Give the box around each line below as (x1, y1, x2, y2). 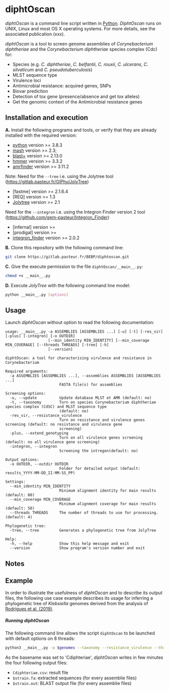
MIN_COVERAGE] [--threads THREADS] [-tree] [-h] (5, 342, 109, 348)
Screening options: (5, 391, 46, 396)
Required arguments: (5, 369, 49, 374)
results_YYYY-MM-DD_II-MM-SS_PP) (5, 470, 75, 475)
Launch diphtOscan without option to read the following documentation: (5, 320, 154, 326)
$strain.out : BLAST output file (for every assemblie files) (12, 680, 132, 686)
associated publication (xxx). (5, 31, 65, 37)
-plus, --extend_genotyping (10, 431, 69, 436)
